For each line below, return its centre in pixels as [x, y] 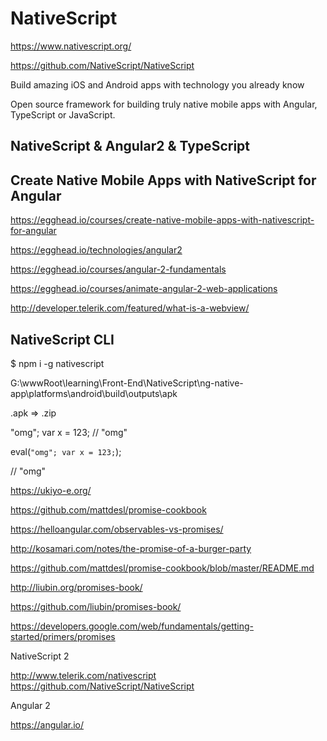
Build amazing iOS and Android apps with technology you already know [157, 84]
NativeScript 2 [40, 656]
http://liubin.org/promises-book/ [76, 587]
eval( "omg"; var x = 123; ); [66, 451]
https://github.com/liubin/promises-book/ [96, 606]
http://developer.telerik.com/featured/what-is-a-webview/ [130, 308]
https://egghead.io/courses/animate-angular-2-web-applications [144, 289]
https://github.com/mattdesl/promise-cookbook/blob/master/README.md [162, 568]
